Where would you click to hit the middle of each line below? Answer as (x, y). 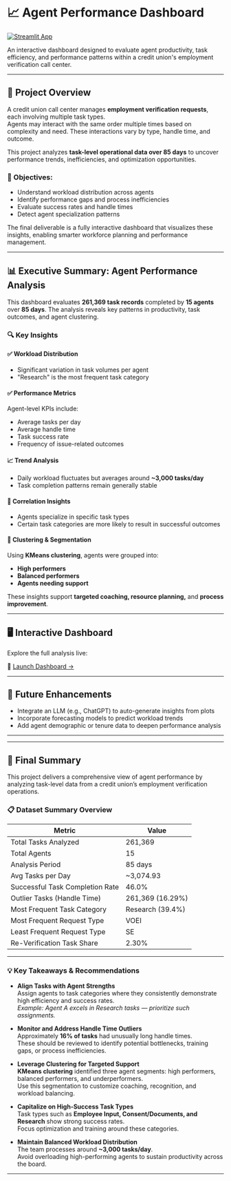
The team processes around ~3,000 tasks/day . (85, 1149)
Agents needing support (53, 583)
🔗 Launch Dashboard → (41, 666)
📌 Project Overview (49, 93)
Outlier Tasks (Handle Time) (56, 898)
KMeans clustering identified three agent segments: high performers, (116, 1071)
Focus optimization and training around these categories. (98, 1129)
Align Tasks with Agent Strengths (66, 986)
